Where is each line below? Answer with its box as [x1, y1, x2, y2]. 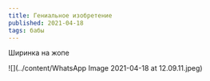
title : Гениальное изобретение [8, 11, 113, 20]
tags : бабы [8, 26, 45, 34]
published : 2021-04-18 [8, 19, 84, 27]
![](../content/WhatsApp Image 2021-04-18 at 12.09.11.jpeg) [8, 64, 203, 73]
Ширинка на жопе [8, 48, 70, 58]
